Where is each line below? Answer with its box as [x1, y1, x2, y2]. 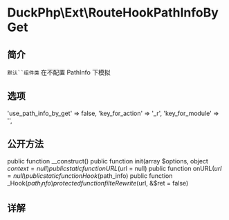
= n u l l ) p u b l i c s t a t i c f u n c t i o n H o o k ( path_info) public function [7, 171, 173, 180]
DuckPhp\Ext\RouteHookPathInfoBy [7, 5, 219, 21]
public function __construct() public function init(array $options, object [7, 157, 209, 165]
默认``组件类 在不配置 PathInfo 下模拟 [7, 68, 111, 77]
